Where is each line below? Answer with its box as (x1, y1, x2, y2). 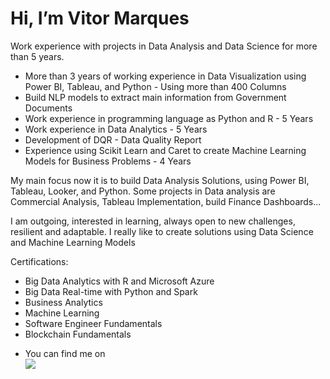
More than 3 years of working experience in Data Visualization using (24, 70, 307, 82)
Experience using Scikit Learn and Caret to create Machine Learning (24, 144, 307, 156)
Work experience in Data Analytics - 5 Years (24, 123, 208, 135)
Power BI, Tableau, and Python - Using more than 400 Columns (24, 80, 287, 92)
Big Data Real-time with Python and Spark (24, 285, 198, 297)
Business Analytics (24, 296, 103, 308)
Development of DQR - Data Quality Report (24, 133, 202, 146)
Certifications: (10, 255, 69, 267)
